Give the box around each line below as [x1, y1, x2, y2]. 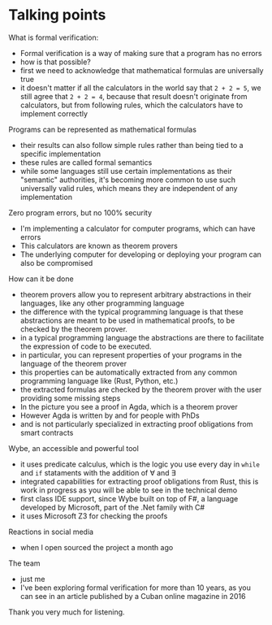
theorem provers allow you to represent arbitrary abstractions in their [19, 289, 252, 299]
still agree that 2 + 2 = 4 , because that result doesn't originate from [19, 91, 248, 101]
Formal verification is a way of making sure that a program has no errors [19, 48, 262, 58]
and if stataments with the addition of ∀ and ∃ [19, 467, 176, 477]
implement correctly [19, 108, 88, 119]
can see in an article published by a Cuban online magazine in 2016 [19, 591, 246, 601]
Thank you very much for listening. [8, 607, 125, 617]
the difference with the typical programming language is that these [19, 306, 244, 316]
